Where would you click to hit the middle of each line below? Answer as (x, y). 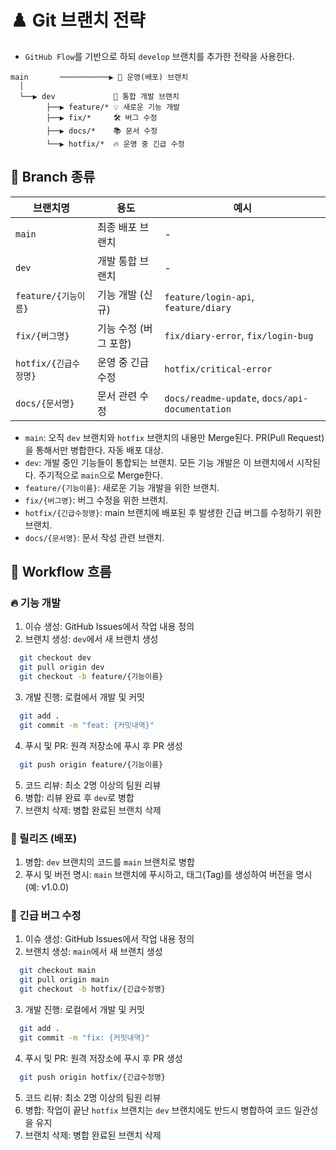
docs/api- (285, 398)
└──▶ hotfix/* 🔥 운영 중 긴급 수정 (115, 144)
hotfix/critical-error (218, 369)
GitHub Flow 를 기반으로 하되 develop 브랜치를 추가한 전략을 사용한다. (159, 56)
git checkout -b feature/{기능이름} (91, 677)
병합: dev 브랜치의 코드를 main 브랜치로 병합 (109, 862)
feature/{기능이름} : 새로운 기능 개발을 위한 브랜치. (122, 487)
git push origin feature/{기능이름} (91, 764)
